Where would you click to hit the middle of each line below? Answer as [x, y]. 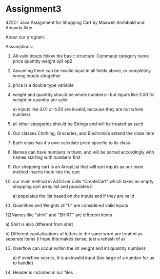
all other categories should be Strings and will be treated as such [78, 124]
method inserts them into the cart [46, 172]
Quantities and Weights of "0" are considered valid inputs [70, 205]
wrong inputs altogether [37, 75]
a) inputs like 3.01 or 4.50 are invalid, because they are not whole [78, 109]
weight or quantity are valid [40, 100]
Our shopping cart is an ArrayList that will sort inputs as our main [78, 167]
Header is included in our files [43, 272]
